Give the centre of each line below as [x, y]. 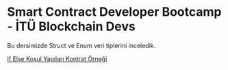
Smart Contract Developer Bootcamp [114, 12]
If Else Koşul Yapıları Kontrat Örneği [57, 58]
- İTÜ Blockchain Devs [71, 26]
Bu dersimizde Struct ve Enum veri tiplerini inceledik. [81, 45]
